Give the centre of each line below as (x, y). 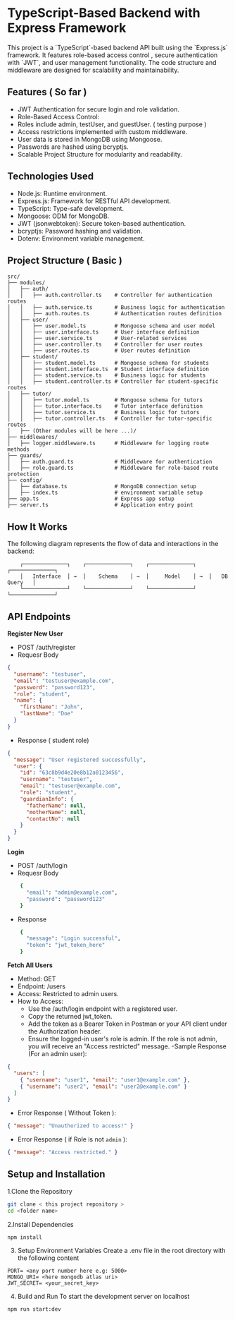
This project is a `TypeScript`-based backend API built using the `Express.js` (118, 47)
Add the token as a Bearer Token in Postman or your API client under (127, 1024)
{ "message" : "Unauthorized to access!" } (70, 1126)
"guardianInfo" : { (47, 799)
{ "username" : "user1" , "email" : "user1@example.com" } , (105, 1080)
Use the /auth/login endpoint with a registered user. (103, 1009)
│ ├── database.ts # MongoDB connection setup (102, 487)
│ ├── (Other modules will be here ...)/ (72, 431)
